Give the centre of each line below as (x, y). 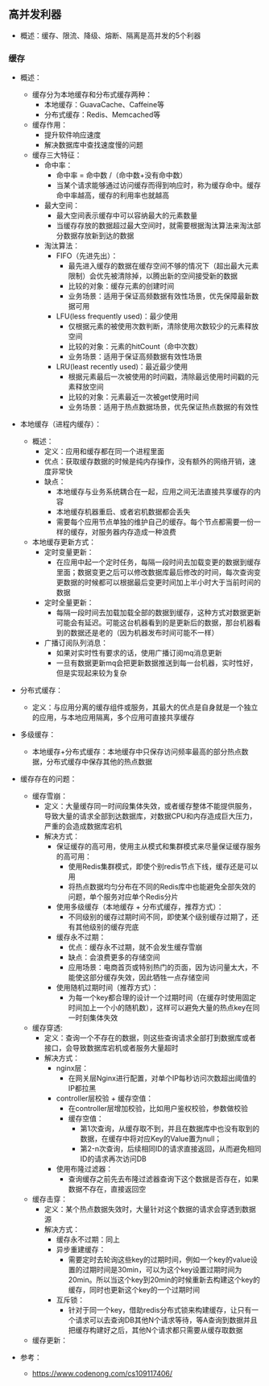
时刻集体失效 (97, 1018)
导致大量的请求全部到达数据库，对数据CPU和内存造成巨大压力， (150, 816)
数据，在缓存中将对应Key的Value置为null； (151, 1138)
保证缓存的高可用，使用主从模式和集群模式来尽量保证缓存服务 (159, 847)
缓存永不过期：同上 (88, 1239)
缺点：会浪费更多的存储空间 (114, 957)
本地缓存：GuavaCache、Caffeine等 (104, 105)
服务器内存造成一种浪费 (138, 532)
